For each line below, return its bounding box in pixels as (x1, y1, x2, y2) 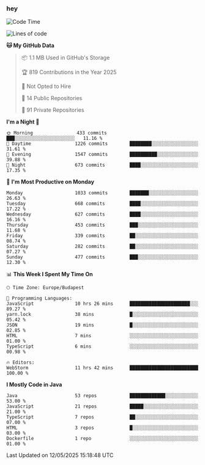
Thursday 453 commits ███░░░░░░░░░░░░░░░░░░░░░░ (6, 222, 199, 229)
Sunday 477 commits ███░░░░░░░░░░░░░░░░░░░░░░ (6, 254, 199, 260)
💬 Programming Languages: (6, 295, 72, 302)
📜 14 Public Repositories (21, 95, 83, 102)
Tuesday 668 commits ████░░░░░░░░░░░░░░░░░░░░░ (6, 200, 199, 207)
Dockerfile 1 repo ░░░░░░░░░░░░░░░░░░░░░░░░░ (6, 436, 199, 442)
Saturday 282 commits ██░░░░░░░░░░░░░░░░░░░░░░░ (6, 243, 199, 250)
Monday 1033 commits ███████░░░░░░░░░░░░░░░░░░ (6, 190, 199, 196)
